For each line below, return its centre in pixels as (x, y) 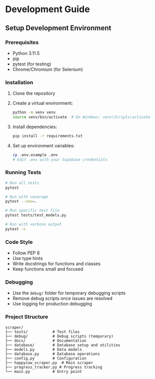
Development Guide (48, 9)
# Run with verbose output (33, 225)
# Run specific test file (32, 210)
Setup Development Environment (58, 28)
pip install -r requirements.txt (48, 136)
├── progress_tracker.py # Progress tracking (54, 367)
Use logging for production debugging (52, 304)
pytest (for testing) (32, 64)
